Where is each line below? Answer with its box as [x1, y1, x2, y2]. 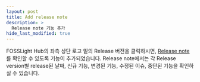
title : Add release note [6, 14, 68, 20]
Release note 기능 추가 [11, 25, 65, 31]
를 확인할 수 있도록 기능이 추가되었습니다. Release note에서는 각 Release [6, 55, 177, 62]
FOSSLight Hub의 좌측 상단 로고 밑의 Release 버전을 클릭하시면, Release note [6, 48, 190, 55]
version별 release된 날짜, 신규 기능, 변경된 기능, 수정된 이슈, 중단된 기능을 [6, 63, 179, 70]
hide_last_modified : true [6, 31, 70, 37]
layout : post [6, 8, 39, 15]
